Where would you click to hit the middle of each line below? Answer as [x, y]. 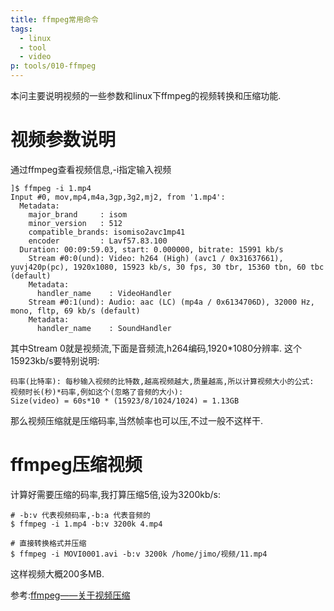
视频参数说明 [63, 140]
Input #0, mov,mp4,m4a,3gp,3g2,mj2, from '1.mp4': [118, 197]
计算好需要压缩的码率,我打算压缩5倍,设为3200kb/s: [115, 494]
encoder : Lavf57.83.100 [98, 241]
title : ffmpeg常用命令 [54, 19]
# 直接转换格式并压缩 [48, 543]
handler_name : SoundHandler [104, 328]
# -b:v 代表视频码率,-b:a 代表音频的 [80, 515]
